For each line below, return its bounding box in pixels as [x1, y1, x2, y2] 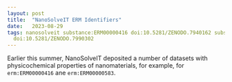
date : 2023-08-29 [7, 23, 64, 29]
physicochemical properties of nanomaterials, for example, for [7, 61, 184, 70]
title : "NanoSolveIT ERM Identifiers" [7, 16, 122, 23]
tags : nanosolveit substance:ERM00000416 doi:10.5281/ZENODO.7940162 [7, 29, 212, 36]
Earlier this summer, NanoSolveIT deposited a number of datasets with [7, 54, 209, 62]
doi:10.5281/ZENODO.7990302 [13, 36, 95, 42]
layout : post [7, 10, 45, 17]
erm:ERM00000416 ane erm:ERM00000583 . [7, 69, 116, 77]
